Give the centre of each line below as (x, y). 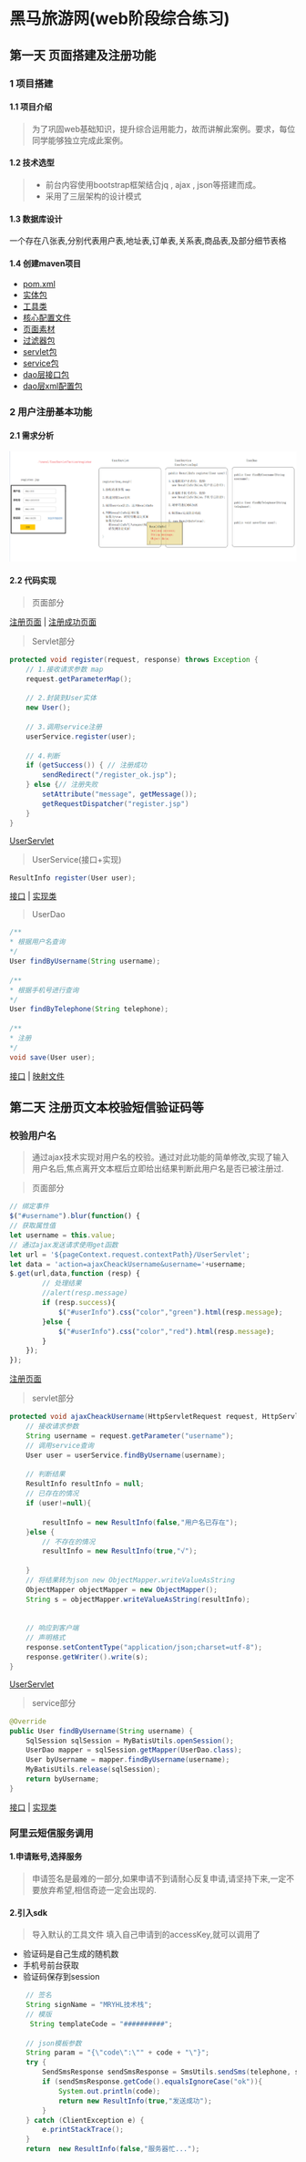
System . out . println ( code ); (109, 2091)
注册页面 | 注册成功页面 (53, 622)
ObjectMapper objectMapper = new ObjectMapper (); (122, 1589)
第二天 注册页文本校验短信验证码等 (107, 1107)
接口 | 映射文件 (37, 1076)
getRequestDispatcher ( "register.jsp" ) (116, 803)
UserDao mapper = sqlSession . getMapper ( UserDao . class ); (134, 1750)
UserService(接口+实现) (76, 859)
